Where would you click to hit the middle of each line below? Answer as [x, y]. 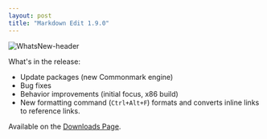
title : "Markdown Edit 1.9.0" [59, 23]
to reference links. [50, 111]
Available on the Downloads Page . [65, 126]
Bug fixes [36, 85]
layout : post [30, 16]
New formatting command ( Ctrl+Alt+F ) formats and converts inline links [140, 102]
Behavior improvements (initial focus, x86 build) [99, 93]
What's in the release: [44, 62]
